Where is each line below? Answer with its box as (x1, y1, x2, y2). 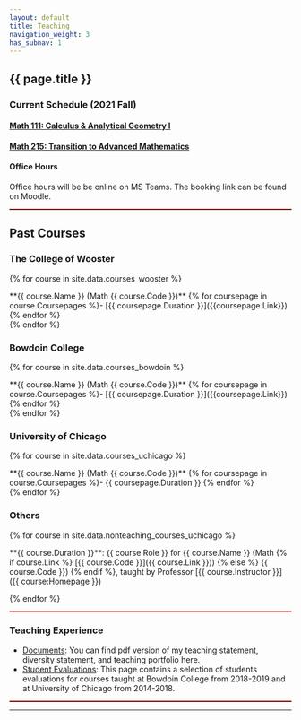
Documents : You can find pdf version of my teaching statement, (21, 645, 259, 655)
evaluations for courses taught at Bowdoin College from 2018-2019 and (21, 673, 286, 684)
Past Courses (9, 226, 87, 241)
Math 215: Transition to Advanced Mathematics (9, 141, 190, 152)
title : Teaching (9, 22, 70, 30)
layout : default (9, 13, 70, 22)
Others (9, 509, 40, 522)
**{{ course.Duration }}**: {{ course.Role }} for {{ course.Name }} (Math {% (9, 547, 288, 558)
